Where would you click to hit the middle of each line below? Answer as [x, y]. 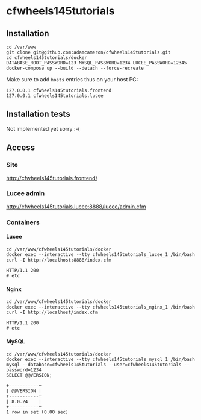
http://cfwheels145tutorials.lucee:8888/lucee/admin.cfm [76, 207]
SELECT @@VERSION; [29, 375]
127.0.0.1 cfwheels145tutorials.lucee [55, 96]
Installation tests [38, 114]
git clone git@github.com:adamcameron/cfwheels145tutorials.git [88, 52]
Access [20, 148]
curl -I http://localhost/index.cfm [52, 312]
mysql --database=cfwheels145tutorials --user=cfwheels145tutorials [94, 365]
